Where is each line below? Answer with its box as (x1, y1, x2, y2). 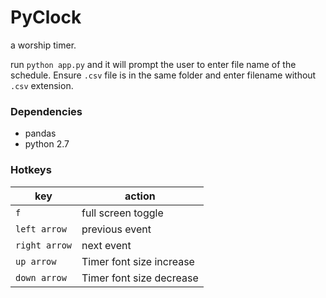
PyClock (10, 6, 82, 29)
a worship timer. (10, 39, 77, 51)
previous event (81, 222, 152, 236)
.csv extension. (10, 79, 74, 91)
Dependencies (10, 104, 83, 118)
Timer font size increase (81, 254, 195, 268)
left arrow (15, 223, 67, 235)
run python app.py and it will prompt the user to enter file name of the (10, 58, 297, 70)
